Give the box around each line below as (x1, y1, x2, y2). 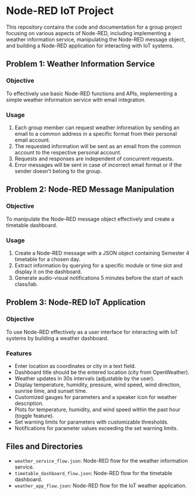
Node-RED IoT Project (6, 4, 114, 18)
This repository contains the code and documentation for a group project (6, 23, 183, 30)
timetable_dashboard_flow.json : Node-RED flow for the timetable (14, 469, 173, 476)
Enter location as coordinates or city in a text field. (14, 362, 136, 369)
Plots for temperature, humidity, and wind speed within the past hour (14, 405, 180, 413)
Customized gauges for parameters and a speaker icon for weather (14, 393, 177, 400)
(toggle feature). (14, 412, 54, 419)
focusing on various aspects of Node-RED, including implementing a (6, 29, 171, 36)
